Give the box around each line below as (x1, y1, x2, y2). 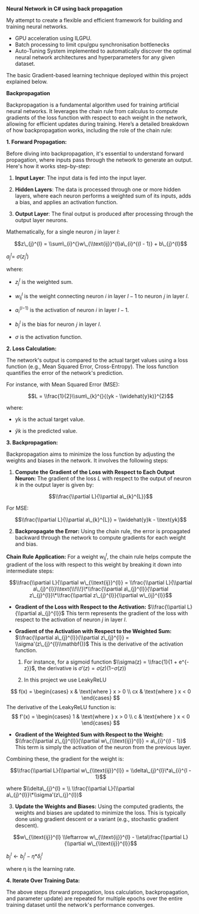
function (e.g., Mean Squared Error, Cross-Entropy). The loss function (6, 363, 179, 370)
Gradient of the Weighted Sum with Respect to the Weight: (14, 731, 164, 738)
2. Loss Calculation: (6, 345, 57, 352)
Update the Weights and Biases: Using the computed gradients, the (14, 803, 184, 810)
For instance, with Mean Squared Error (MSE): (6, 381, 120, 388)
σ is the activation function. (14, 334, 83, 341)
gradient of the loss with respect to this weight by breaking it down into (6, 561, 182, 568)
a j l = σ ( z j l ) (6, 252, 29, 261)
